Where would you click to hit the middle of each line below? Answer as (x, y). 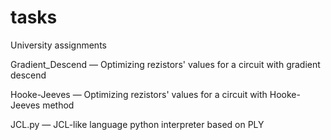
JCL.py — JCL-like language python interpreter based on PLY (137, 124)
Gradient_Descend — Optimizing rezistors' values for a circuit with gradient (165, 64)
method (58, 105)
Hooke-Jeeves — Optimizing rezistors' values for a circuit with (139, 94)
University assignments (58, 45)
